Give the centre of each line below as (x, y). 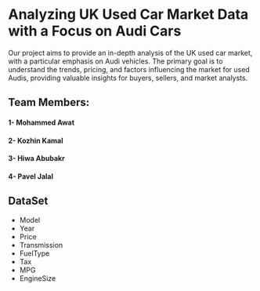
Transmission (41, 245)
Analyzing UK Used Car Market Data (128, 15)
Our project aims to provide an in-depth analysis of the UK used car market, (130, 53)
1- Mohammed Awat (42, 122)
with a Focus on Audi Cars (95, 31)
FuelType (34, 253)
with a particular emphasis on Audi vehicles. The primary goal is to (116, 61)
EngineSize (38, 278)
